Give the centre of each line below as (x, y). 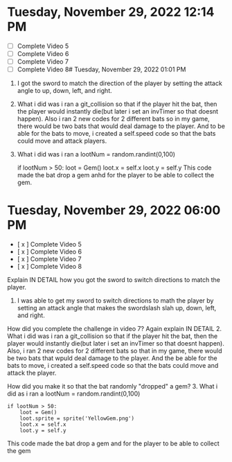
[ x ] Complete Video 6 (49, 252)
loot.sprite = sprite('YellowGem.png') (77, 419)
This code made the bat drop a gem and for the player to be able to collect (113, 443)
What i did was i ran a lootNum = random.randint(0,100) (96, 154)
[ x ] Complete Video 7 (49, 259)
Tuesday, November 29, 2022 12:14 (111, 12)
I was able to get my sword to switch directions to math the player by (115, 301)
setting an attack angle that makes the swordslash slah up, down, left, (117, 308)
